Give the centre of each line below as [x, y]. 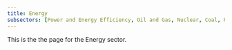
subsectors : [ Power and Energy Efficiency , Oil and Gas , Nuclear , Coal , [114, 20]
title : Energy [28, 13]
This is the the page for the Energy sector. [67, 39]
